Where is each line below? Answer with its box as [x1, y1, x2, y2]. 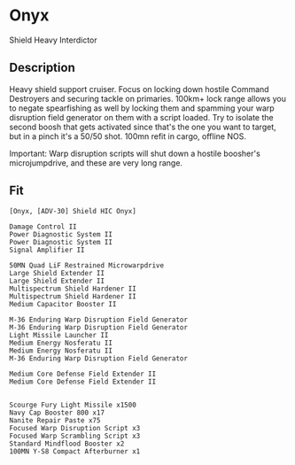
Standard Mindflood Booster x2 [9, 439, 125, 448]
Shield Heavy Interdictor [9, 35, 97, 45]
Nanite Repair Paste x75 [9, 415, 101, 425]
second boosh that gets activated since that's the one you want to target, [9, 121, 276, 132]
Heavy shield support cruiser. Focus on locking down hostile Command [9, 83, 269, 94]
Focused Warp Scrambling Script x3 [9, 431, 141, 440]
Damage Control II [9, 222, 77, 231]
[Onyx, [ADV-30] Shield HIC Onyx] [9, 206, 137, 215]
